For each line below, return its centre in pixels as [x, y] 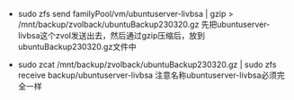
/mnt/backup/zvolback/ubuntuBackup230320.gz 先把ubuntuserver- [144, 24]
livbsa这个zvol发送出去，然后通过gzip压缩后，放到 [111, 35]
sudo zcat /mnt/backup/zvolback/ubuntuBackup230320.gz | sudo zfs [147, 64]
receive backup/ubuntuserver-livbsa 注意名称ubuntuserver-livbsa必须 [147, 75]
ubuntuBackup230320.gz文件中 [77, 46]
